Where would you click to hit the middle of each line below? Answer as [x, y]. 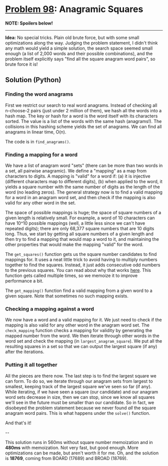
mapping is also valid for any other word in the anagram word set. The [77, 325]
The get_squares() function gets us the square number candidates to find [81, 254]
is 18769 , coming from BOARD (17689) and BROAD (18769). [66, 458]
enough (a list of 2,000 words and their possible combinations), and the [79, 53]
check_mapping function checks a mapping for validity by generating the [79, 331]
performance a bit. [24, 281]
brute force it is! [21, 64]
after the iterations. [25, 352]
